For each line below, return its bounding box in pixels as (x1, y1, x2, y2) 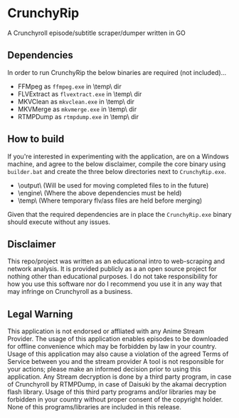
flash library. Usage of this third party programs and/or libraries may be (7, 387, 217, 397)
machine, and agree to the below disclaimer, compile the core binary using (7, 159, 226, 168)
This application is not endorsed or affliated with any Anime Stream (7, 327, 205, 336)
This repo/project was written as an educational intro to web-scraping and (7, 257, 225, 265)
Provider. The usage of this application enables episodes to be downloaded (7, 335, 229, 343)
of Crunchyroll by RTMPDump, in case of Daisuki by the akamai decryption (7, 380, 227, 389)
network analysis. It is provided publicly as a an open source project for (7, 265, 217, 273)
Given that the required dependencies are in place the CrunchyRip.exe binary (7, 210, 232, 218)
